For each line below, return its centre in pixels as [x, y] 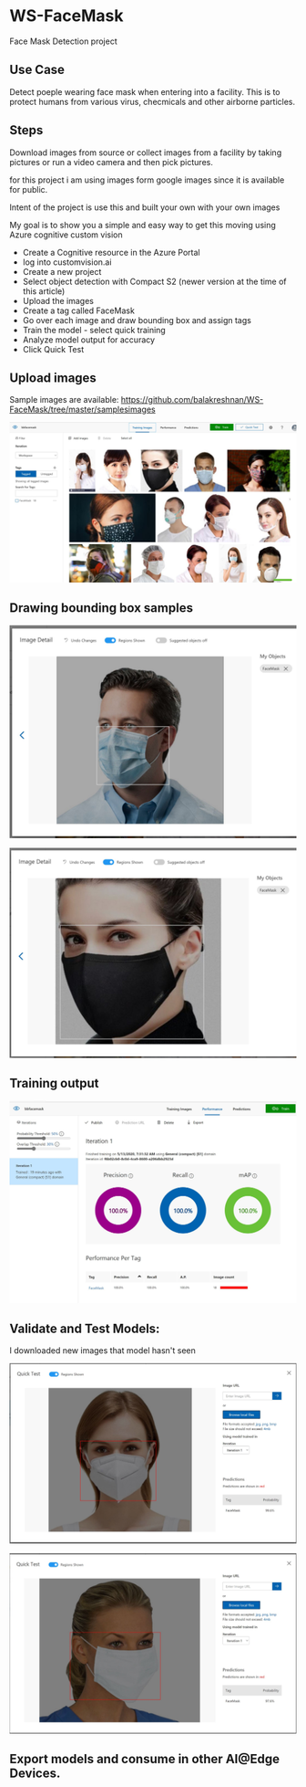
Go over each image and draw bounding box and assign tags [137, 320]
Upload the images [58, 300]
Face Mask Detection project [63, 41]
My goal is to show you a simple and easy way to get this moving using [143, 225]
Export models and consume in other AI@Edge [145, 1759]
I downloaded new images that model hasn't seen [102, 1351]
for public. [29, 189]
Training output [54, 1083]
